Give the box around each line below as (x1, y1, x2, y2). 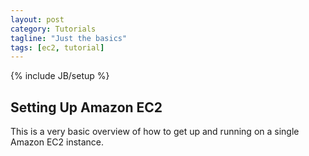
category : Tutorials (10, 24, 97, 34)
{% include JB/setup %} (10, 70, 110, 82)
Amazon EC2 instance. (10, 136, 105, 148)
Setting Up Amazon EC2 (10, 99, 163, 116)
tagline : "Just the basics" (10, 33, 128, 43)
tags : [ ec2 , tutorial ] (10, 42, 105, 53)
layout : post (10, 14, 65, 25)
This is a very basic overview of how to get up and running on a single (10, 126, 300, 138)
